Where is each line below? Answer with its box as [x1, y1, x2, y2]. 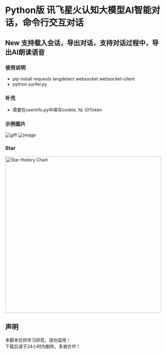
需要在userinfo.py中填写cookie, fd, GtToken [12, 107, 102, 113]
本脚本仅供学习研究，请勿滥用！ [5, 337, 71, 343]
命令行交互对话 [22, 17, 84, 28]
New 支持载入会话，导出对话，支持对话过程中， [5, 38, 153, 47]
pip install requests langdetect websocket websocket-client [12, 75, 135, 81]
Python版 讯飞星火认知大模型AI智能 [5, 4, 152, 16]
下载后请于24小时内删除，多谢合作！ [5, 343, 81, 349]
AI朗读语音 [11, 48, 45, 56]
